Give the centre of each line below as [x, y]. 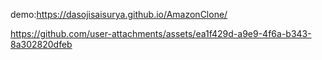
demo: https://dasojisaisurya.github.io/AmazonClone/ [119, 14]
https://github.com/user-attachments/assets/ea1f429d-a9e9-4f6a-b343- [161, 33]
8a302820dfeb [41, 44]
